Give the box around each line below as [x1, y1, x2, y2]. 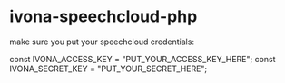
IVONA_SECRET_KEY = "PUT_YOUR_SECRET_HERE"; [9, 63, 208, 74]
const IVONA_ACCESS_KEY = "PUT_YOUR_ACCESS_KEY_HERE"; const [9, 53, 276, 64]
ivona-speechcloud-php [9, 6, 198, 27]
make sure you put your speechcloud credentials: [9, 36, 195, 47]
